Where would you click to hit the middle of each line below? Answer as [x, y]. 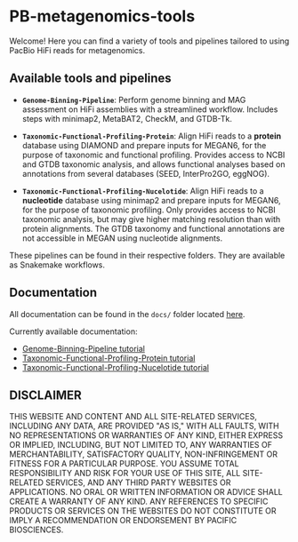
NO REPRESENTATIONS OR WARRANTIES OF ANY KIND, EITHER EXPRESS [146, 435]
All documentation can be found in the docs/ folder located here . [127, 314]
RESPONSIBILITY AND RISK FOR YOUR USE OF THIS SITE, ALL [125, 474]
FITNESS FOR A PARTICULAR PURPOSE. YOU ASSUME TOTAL [124, 464]
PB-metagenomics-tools [102, 16]
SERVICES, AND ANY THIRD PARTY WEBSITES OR [138, 482]
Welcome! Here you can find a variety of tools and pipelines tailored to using [149, 41]
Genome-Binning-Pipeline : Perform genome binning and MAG [134, 100]
